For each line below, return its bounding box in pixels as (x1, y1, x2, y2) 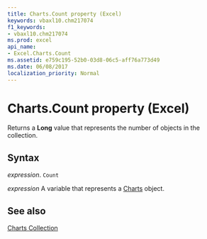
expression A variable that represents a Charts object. (7, 184, 165, 193)
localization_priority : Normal (7, 70, 100, 77)
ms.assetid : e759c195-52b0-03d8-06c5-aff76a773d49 (7, 57, 160, 64)
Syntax (7, 152, 40, 164)
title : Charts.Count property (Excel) (7, 10, 122, 18)
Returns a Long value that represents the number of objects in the (7, 123, 201, 132)
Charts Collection (7, 224, 58, 233)
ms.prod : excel (7, 37, 52, 44)
